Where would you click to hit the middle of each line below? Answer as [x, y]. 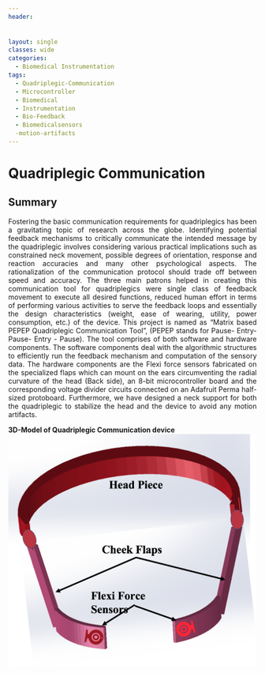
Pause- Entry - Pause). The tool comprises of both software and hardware [132, 339]
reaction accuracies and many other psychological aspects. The [132, 263]
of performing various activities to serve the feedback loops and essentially [132, 305]
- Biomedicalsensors [49, 125]
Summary [33, 203]
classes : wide [32, 50]
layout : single [33, 42]
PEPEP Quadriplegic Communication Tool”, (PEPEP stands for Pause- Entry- [132, 330]
